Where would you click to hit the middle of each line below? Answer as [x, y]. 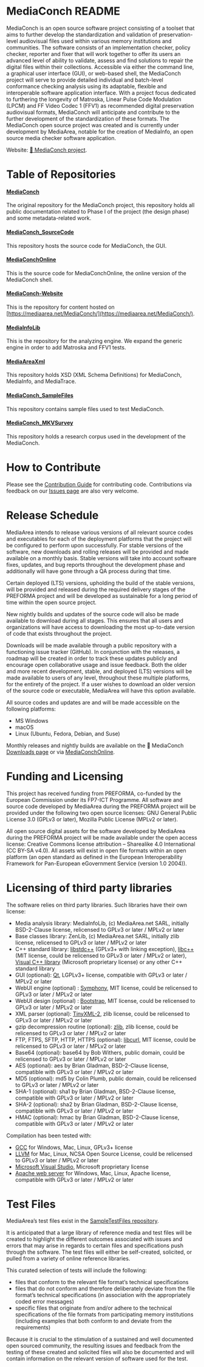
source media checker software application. [61, 138]
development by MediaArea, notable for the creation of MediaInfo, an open [100, 132]
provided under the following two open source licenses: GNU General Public [102, 813]
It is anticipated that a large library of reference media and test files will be [99, 1233]
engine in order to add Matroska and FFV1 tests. [66, 348]
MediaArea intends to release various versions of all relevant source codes [100, 532]
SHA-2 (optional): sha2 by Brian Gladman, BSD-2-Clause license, [96, 1104]
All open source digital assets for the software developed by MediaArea [96, 831]
